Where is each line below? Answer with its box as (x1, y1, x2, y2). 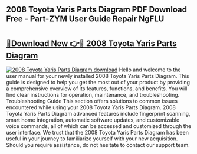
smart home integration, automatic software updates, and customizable (6, 116, 180, 123)
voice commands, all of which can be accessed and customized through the (6, 123, 192, 129)
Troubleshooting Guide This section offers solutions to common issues (6, 97, 178, 104)
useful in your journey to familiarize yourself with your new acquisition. (6, 135, 178, 142)
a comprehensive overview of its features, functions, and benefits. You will (6, 85, 188, 92)
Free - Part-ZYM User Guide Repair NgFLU (6, 14, 165, 24)
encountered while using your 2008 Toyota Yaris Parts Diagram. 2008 (6, 104, 176, 111)
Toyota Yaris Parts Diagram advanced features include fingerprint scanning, (6, 110, 191, 117)
